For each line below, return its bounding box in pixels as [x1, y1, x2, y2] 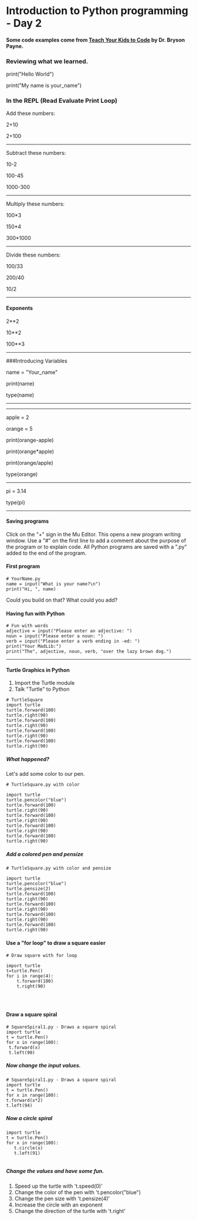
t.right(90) [16, 983, 46, 989]
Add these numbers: [6, 110, 56, 117]
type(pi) [6, 499, 25, 506]
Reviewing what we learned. [6, 57, 89, 65]
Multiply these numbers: [6, 201, 65, 208]
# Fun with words [6, 623, 49, 629]
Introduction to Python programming [6, 4, 189, 18]
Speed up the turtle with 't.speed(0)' [14, 1182, 103, 1189]
